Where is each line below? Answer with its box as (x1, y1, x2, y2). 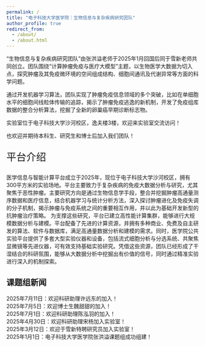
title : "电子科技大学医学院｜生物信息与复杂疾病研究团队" (6, 15, 135, 21)
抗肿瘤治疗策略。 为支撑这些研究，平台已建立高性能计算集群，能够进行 (6, 212, 184, 219)
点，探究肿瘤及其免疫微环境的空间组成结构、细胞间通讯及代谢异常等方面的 (6, 70, 193, 77)
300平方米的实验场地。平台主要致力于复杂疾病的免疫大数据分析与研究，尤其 (6, 182, 198, 188)
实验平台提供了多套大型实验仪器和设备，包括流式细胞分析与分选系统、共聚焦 (6, 235, 199, 242)
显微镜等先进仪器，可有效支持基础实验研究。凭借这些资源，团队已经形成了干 (6, 243, 199, 249)
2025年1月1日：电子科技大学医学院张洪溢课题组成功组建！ (6, 333, 153, 340)
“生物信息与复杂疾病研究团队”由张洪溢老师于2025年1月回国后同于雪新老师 (6, 55, 192, 62)
